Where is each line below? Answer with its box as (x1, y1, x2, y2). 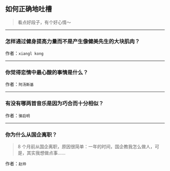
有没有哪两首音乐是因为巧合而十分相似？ (5, 100, 104, 107)
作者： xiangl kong (5, 50, 44, 57)
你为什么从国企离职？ (5, 131, 57, 138)
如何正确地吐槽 (5, 5, 52, 14)
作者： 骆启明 (5, 112, 30, 118)
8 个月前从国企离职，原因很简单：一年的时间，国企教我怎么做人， (17, 144, 155, 149)
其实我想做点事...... (26, 150, 66, 156)
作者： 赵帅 (5, 161, 26, 166)
